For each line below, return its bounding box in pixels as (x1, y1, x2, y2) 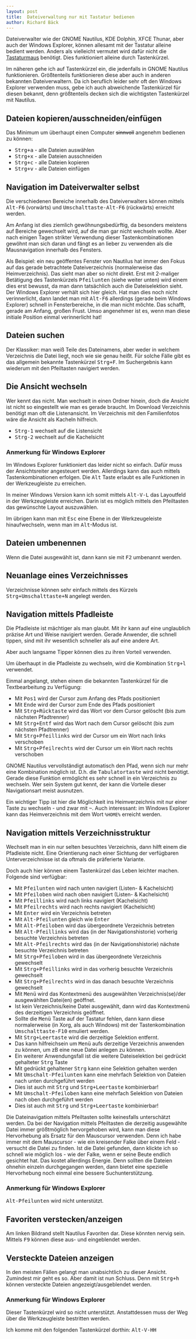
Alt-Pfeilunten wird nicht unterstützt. (6, 1197, 104, 1204)
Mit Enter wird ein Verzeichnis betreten (14, 910, 111, 917)
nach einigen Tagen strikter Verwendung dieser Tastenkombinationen (6, 234, 174, 240)
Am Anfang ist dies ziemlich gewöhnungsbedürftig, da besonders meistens (6, 222, 187, 228)
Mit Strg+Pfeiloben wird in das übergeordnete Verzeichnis (14, 953, 162, 960)
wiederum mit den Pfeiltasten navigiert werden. (6, 364, 120, 371)
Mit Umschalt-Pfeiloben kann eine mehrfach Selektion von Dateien (14, 1090, 183, 1097)
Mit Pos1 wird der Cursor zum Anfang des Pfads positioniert (14, 695, 160, 702)
